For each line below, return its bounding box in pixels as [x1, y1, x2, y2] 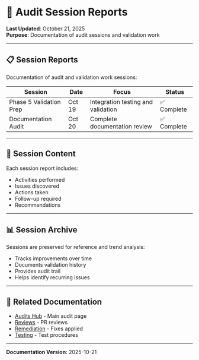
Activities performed [14, 176, 65, 183]
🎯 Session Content [6, 149, 76, 159]
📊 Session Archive [6, 225, 78, 235]
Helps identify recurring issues [14, 274, 90, 281]
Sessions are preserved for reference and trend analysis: [6, 244, 145, 251]
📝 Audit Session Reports [6, 5, 128, 19]
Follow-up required [14, 195, 62, 202]
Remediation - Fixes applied [14, 325, 83, 332]
